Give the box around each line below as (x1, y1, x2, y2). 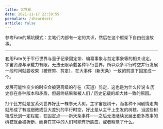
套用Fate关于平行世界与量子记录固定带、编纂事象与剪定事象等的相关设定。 (5, 55, 154, 61)
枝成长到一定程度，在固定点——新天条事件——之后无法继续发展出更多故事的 (5, 113, 158, 119)
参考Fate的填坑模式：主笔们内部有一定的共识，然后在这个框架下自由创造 (5, 35, 150, 40)
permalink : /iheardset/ (5, 16, 53, 21)
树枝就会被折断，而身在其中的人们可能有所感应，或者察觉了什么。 (5, 119, 137, 125)
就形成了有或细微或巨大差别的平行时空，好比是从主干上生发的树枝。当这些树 (5, 107, 158, 112)
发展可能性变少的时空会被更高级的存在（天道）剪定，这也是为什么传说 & (5, 84, 149, 90)
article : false (5, 20, 36, 26)
